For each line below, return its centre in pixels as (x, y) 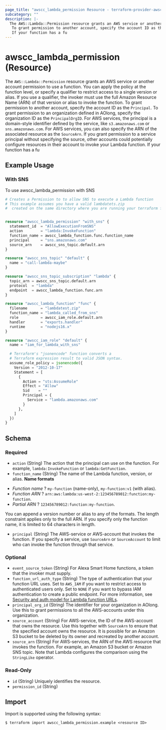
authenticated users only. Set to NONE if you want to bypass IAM (77, 589)
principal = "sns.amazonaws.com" (48, 240)
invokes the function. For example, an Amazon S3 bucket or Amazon (82, 647)
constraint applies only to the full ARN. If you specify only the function (77, 519)
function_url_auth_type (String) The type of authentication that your (82, 579)
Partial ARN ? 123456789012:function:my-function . (63, 504)
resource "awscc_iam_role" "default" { (46, 340)
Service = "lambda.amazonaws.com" (62, 400)
